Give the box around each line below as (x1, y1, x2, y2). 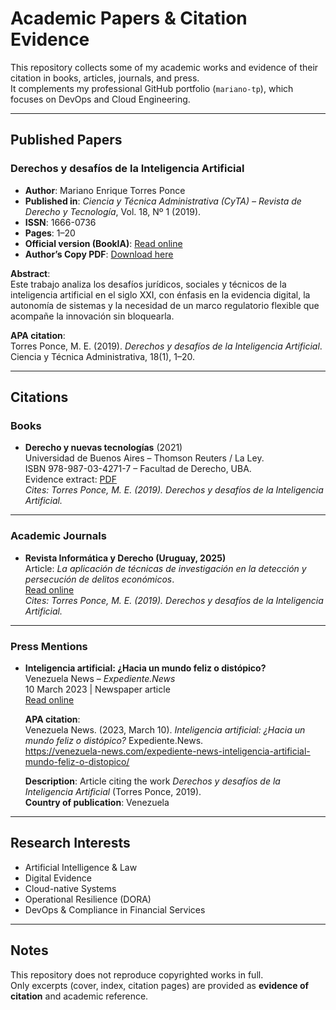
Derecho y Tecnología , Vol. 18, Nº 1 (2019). (24, 205, 202, 217)
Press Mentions (10, 639, 88, 653)
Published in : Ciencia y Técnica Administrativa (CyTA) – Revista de (24, 195, 302, 207)
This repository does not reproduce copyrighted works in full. (10, 968, 264, 981)
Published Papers (10, 132, 123, 149)
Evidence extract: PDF (24, 473, 117, 486)
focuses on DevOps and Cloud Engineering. (10, 93, 191, 105)
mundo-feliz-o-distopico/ (24, 755, 130, 767)
